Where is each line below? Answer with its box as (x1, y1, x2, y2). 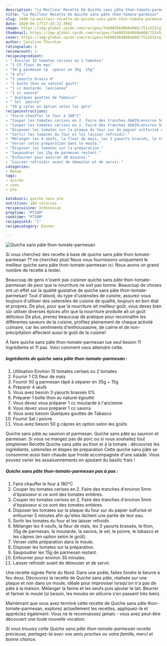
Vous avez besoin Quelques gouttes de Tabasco (12, 410, 112, 416)
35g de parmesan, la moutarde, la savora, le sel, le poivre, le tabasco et (12, 528, 159, 534)
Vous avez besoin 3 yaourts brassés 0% (12, 389, 96, 395)
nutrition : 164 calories (5, 200, 57, 206)
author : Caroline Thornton (5, 40, 61, 45)
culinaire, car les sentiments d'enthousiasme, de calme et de (5, 324, 129, 330)
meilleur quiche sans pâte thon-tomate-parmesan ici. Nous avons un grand (5, 261, 159, 268)
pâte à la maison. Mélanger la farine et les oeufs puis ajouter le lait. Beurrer (5, 585, 159, 591)
